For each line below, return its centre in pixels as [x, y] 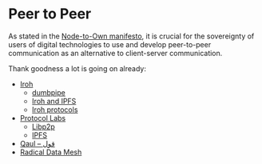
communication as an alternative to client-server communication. [115, 53]
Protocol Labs [43, 118]
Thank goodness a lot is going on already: [77, 68]
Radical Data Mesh [51, 152]
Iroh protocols [55, 110]
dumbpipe [48, 92]
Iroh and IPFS [54, 101]
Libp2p [44, 126]
